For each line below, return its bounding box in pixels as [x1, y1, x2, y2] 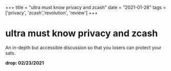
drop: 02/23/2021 [5, 60, 44, 66]
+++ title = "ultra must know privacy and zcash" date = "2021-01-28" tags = [5, 5, 166, 10]
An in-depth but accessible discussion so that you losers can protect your [5, 44, 162, 51]
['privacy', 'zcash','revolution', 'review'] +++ [5, 10, 98, 16]
